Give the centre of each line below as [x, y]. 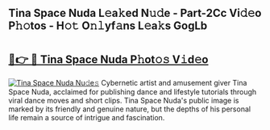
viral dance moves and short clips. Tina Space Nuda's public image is [124, 101]
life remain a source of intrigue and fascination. [87, 117]
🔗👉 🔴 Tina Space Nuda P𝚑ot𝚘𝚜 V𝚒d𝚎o [108, 59]
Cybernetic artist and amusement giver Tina [174, 83]
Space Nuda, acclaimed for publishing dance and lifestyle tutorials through [133, 92]
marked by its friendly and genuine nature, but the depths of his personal [130, 109]
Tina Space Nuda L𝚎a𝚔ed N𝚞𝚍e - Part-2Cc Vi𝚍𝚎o [135, 13]
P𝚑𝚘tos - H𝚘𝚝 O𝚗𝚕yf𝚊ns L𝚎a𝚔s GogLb [108, 26]
